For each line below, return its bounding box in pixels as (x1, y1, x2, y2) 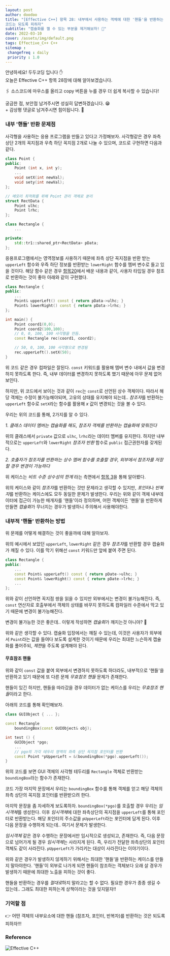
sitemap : (5, 45, 26, 50)
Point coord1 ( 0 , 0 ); (14, 321, 56, 327)
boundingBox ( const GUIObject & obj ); (14, 726, 92, 731)
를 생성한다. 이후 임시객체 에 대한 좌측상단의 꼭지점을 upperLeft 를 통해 (17, 809, 156, 815)
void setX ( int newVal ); (14, 175, 65, 181)
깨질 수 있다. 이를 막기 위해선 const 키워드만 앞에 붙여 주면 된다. (10, 547, 137, 553)
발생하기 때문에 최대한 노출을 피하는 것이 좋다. (5, 869, 96, 875)
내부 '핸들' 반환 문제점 (5, 121, 56, 128)
